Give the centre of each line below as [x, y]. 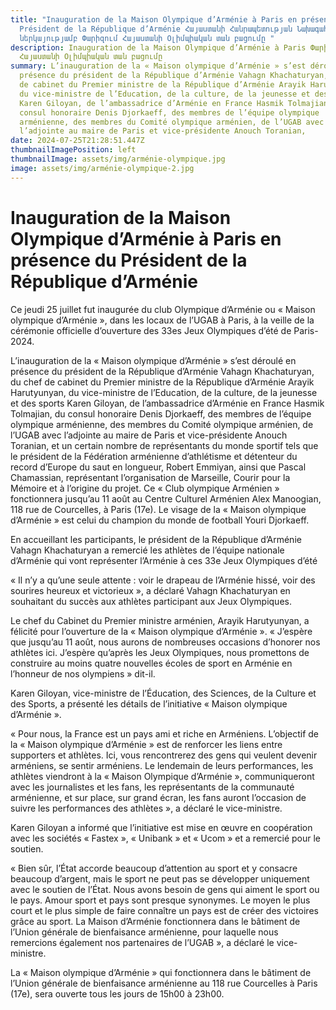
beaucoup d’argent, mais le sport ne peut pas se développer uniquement [160, 878]
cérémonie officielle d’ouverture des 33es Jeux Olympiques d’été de [151, 330]
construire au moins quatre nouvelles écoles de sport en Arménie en [151, 663]
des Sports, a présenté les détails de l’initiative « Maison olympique [149, 703]
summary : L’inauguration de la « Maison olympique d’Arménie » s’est [158, 66]
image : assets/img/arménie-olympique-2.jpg [102, 168]
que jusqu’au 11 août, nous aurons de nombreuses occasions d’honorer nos [165, 642]
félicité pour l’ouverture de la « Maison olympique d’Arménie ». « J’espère [161, 631]
